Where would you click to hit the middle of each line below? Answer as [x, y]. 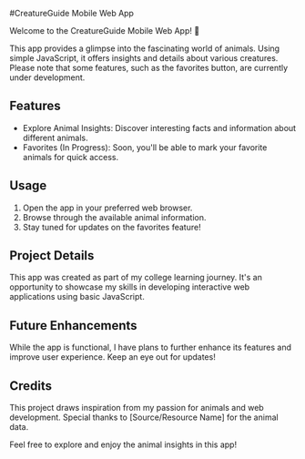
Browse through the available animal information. [114, 217]
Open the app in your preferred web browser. [107, 208]
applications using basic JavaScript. [77, 297]
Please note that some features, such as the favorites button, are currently [149, 68]
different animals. [55, 138]
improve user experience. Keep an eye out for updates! [112, 357]
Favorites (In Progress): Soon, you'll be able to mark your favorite [145, 147]
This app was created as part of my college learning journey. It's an [136, 278]
